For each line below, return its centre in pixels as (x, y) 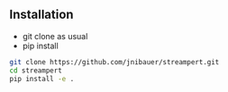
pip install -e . (42, 79)
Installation (41, 15)
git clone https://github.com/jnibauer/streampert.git (114, 62)
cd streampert (36, 71)
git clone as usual (55, 36)
